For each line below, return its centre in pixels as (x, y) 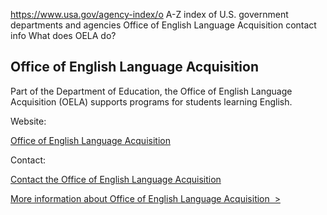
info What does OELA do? (63, 35)
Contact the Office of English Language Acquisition (116, 179)
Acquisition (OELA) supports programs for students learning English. (151, 101)
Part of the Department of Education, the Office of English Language (151, 91)
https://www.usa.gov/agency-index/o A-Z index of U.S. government (149, 14)
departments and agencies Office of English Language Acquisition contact (163, 25)
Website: (28, 121)
